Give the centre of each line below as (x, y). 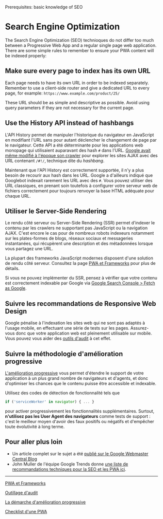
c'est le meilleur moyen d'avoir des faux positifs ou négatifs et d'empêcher (80, 421)
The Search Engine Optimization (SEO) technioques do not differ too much (80, 40)
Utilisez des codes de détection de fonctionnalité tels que (62, 393)
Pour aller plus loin (34, 442)
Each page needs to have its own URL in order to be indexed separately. (77, 83)
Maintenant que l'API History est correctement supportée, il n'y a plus (74, 170)
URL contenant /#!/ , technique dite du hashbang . (55, 161)
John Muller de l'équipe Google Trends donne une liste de (70, 464)
